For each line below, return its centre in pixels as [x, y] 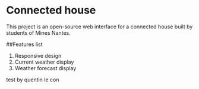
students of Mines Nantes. [39, 32]
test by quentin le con [33, 80]
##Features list [24, 44]
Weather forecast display [45, 68]
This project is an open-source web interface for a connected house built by [99, 27]
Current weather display [44, 62]
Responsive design [38, 55]
